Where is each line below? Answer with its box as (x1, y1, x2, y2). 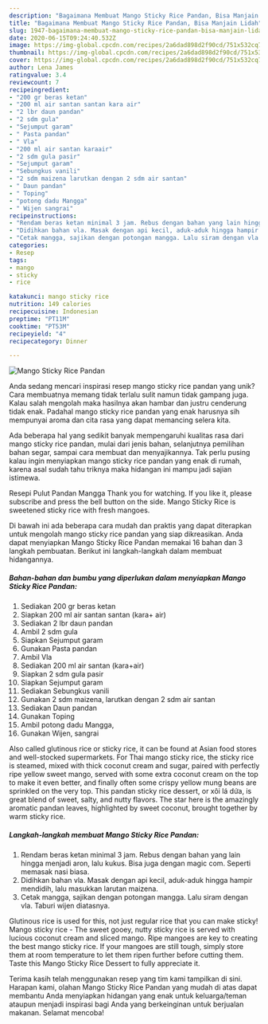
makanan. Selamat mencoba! (9, 1008, 104, 1018)
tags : (9, 256, 27, 264)
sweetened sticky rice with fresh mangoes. (9, 505, 150, 515)
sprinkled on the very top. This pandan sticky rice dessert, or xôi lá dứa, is (9, 787, 252, 796)
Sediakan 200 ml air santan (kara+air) (20, 661, 145, 670)
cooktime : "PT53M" (9, 322, 70, 331)
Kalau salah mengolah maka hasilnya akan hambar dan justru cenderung (9, 398, 247, 408)
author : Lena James (9, 64, 74, 72)
